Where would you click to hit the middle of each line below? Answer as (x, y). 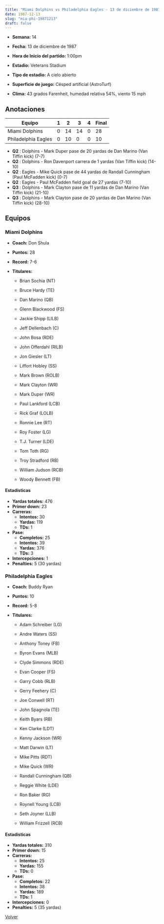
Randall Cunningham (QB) (45, 776)
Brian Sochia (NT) (37, 281)
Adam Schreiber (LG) (41, 625)
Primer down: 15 (29, 850)
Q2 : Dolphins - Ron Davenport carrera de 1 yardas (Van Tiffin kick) (80, 162)
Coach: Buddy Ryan (32, 587)
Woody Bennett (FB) (40, 479)
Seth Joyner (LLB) (38, 814)
